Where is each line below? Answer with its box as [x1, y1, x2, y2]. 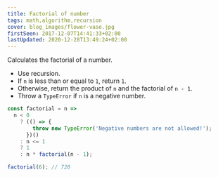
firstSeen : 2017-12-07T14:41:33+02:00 [7, 29, 121, 37]
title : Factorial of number [7, 10, 90, 18]
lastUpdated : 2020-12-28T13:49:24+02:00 [7, 37, 128, 44]
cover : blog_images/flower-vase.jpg [7, 23, 115, 30]
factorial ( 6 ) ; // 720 [7, 164, 71, 171]
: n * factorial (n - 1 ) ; [20, 151, 93, 158]
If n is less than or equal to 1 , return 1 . [17, 77, 127, 85]
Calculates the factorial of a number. [7, 55, 113, 64]
